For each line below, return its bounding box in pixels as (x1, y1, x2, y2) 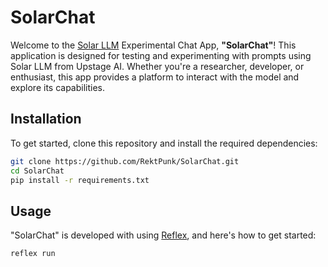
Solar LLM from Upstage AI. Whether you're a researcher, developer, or (10, 60, 305, 72)
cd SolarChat (10, 166, 65, 176)
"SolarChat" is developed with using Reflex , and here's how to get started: (10, 229, 317, 241)
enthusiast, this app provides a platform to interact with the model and (10, 71, 300, 83)
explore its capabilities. (10, 81, 106, 93)
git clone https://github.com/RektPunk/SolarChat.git (10, 156, 240, 166)
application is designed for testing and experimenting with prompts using (10, 49, 312, 61)
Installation (10, 111, 82, 128)
